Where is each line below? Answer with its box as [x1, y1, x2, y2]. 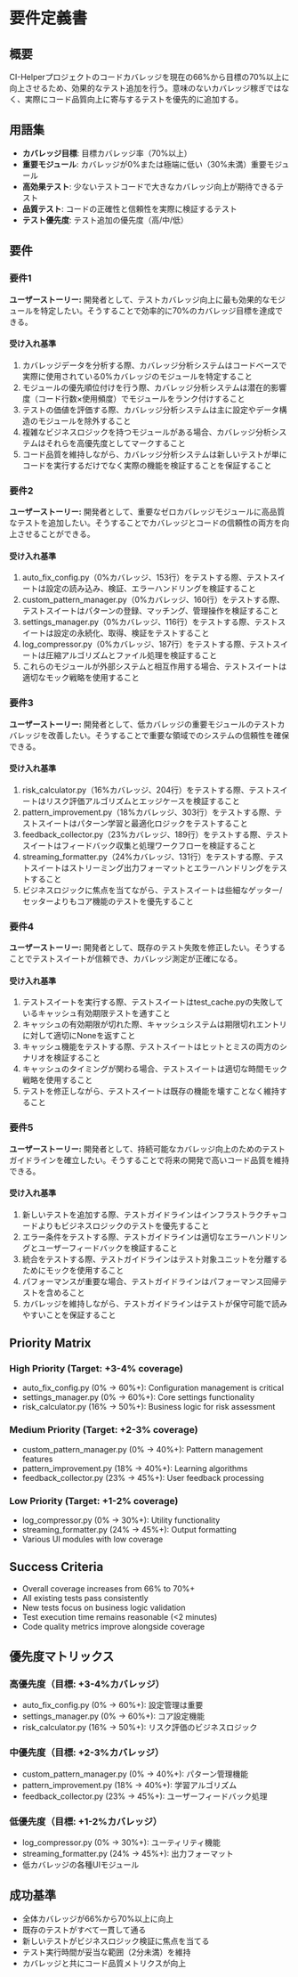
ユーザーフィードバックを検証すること [37, 1242, 178, 1253]
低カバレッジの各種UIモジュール [21, 1859, 140, 1870]
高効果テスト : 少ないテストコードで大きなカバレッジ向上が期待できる [21, 181, 277, 191]
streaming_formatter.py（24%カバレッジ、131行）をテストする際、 [21, 851, 269, 862]
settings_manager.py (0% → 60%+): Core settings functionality [21, 1392, 255, 1403]
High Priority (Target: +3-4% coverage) [9, 1363, 184, 1375]
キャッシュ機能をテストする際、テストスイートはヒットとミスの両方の [21, 1041, 280, 1052]
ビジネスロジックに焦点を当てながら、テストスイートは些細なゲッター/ [21, 884, 283, 895]
